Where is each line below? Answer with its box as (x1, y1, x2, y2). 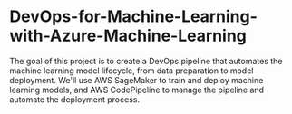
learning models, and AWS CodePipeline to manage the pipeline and (9, 84, 265, 95)
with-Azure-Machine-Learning (9, 25, 248, 46)
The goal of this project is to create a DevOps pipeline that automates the (9, 55, 283, 66)
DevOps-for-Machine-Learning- (9, 6, 258, 27)
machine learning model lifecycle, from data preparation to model (9, 65, 254, 76)
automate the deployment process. (9, 93, 141, 105)
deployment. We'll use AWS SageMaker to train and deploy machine (9, 74, 264, 85)
